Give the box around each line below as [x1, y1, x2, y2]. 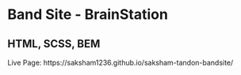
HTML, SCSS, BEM [7, 37, 101, 51]
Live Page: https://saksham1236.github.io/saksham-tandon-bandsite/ [7, 58, 234, 67]
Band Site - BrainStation [7, 6, 168, 24]
